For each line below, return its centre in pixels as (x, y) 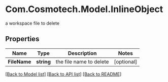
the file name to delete (82, 61)
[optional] (126, 61)
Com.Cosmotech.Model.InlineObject (84, 9)
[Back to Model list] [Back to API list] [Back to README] (63, 74)
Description (82, 53)
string (44, 61)
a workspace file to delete (32, 23)
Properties (22, 39)
